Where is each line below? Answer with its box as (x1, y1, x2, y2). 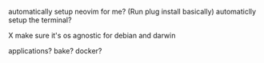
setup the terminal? (8, 15, 72, 25)
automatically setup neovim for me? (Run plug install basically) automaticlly (8, 7, 257, 16)
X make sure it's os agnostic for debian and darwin (8, 31, 176, 40)
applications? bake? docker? (8, 46, 102, 55)
